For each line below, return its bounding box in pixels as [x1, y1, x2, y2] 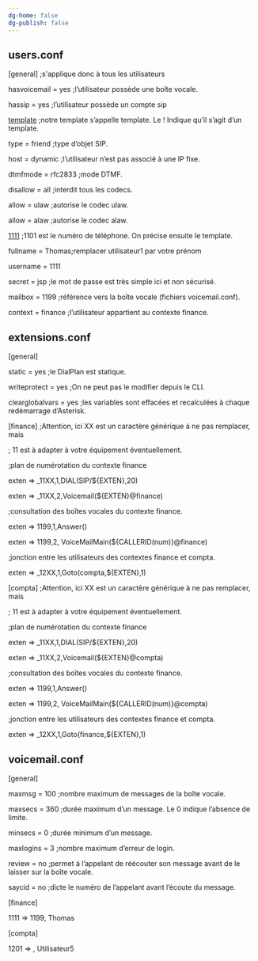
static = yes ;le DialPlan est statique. [8, 367, 127, 377]
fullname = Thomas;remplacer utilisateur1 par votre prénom [8, 246, 202, 256]
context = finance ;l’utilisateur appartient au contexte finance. [8, 308, 209, 317]
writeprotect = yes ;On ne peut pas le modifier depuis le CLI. [8, 382, 205, 392]
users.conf [8, 48, 64, 62]
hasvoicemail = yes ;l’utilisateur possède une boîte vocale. [8, 85, 198, 94]
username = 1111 [8, 262, 61, 272]
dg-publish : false [8, 19, 69, 27]
